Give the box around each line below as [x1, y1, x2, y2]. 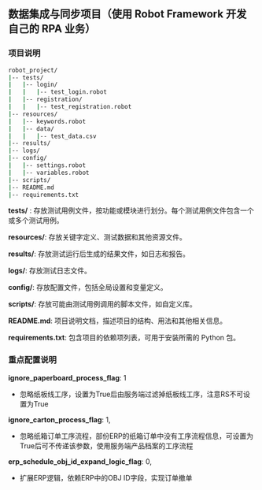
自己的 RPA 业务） [8, 22, 96, 35]
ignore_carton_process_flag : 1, [8, 414, 111, 424]
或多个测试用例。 [8, 216, 64, 225]
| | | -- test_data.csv [8, 132, 97, 140]
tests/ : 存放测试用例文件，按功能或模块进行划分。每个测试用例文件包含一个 [8, 206, 254, 215]
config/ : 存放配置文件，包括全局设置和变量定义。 [8, 283, 168, 292]
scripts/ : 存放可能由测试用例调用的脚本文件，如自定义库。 [8, 299, 197, 309]
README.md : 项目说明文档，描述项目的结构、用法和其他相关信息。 [8, 316, 227, 325]
